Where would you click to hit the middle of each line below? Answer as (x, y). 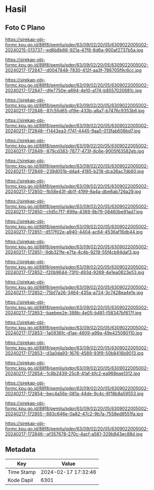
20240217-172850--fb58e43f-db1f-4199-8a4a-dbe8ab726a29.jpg (73, 192)
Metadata (20, 449)
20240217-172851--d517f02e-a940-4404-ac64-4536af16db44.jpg (74, 232)
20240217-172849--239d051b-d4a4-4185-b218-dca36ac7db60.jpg (75, 171)
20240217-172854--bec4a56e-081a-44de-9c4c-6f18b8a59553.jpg (75, 393)
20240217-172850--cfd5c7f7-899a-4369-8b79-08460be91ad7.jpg (74, 212)
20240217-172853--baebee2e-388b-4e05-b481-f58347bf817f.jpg (73, 313)
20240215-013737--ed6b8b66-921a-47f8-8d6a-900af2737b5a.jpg (74, 50)
